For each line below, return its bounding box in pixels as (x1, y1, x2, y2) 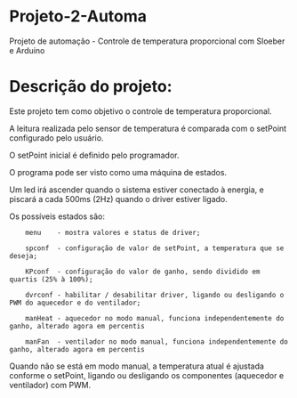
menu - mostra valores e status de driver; (25, 228, 201, 237)
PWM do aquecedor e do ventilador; (9, 298, 141, 307)
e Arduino (9, 45, 45, 55)
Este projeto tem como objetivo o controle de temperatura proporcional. (9, 105, 273, 117)
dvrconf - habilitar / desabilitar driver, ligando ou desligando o (25, 290, 285, 299)
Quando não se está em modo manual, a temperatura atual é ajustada (9, 361, 265, 371)
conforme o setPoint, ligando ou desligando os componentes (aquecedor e (9, 370, 285, 380)
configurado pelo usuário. (9, 132, 104, 143)
